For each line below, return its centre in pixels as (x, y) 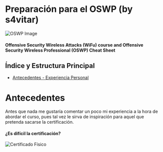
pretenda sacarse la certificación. (40, 122)
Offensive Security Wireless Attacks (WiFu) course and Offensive (74, 45)
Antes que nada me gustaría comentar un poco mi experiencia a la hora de (81, 112)
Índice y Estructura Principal (50, 66)
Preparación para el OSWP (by (69, 9)
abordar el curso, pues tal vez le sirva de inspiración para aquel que (75, 117)
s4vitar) (22, 20)
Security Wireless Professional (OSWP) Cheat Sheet (60, 50)
